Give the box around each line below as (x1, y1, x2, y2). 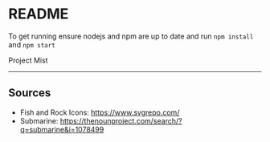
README (8, 5, 69, 23)
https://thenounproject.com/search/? (59, 116, 182, 125)
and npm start (8, 39, 56, 49)
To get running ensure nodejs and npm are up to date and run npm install (8, 31, 254, 41)
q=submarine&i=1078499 (19, 124, 104, 134)
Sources (8, 86, 51, 100)
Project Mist (8, 55, 48, 65)
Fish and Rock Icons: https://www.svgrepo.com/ (19, 108, 180, 117)
